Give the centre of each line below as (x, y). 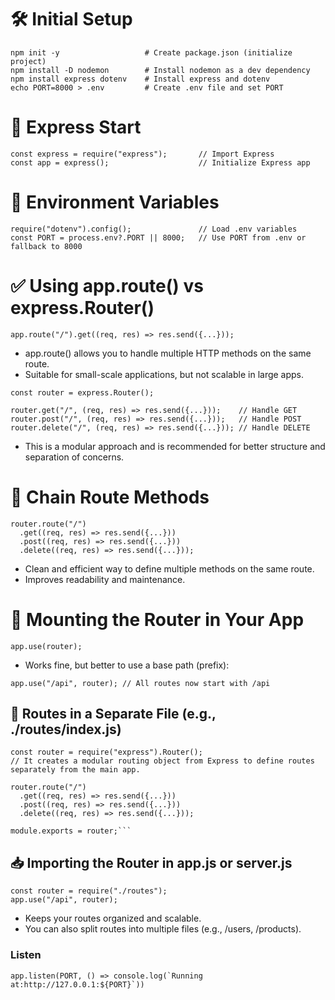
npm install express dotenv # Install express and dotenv (140, 79)
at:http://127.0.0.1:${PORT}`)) (77, 984)
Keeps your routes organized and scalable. (113, 918)
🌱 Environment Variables (115, 202)
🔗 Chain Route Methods (110, 497)
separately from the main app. (75, 770)
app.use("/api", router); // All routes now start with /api (140, 683)
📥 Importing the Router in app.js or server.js (151, 862)
